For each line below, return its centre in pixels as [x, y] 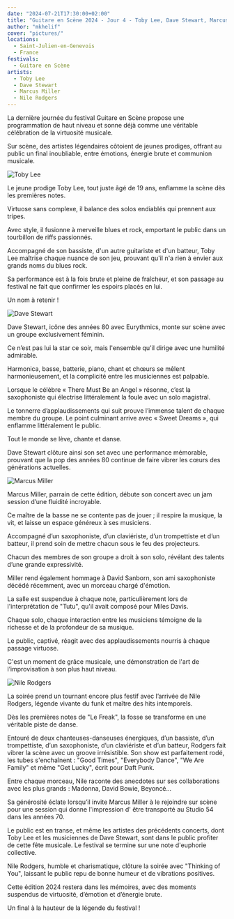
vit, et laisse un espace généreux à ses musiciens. [79, 523]
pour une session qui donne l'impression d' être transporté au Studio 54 [110, 809]
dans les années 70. [36, 817]
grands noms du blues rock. [47, 265]
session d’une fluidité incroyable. [55, 502]
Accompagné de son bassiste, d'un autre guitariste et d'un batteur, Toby [111, 251]
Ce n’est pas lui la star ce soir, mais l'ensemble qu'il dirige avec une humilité [116, 348]
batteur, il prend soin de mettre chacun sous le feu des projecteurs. [104, 544]
